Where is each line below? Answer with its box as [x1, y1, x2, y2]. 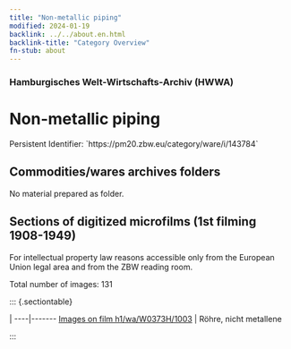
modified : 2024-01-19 [9, 21, 90, 30]
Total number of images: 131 [9, 278, 114, 289]
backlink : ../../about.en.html [9, 30, 126, 38]
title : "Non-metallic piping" [9, 13, 123, 22]
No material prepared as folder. [9, 188, 124, 199]
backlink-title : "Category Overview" [9, 38, 150, 47]
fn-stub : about [9, 47, 66, 55]
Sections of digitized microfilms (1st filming [9, 214, 257, 229]
